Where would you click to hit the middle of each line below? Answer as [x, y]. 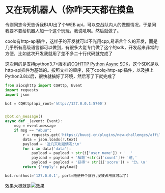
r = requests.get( [41, 135]
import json [17, 95]
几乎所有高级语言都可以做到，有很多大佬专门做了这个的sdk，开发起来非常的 [82, 47]
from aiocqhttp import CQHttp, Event [44, 85]
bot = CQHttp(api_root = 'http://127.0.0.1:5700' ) [56, 104]
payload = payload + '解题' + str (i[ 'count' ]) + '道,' [84, 158]
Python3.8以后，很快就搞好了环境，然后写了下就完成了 [61, 76]
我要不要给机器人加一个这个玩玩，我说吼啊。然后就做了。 [63, 30]
